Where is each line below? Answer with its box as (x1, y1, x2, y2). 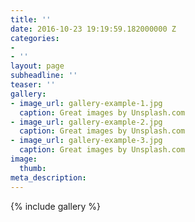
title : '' (10, 14, 52, 25)
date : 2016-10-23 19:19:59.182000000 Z (10, 24, 177, 34)
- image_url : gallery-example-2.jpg (10, 117, 163, 127)
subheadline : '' (10, 71, 78, 81)
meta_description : (10, 172, 87, 183)
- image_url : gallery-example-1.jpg (10, 98, 163, 108)
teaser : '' (10, 80, 56, 90)
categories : (10, 33, 60, 43)
